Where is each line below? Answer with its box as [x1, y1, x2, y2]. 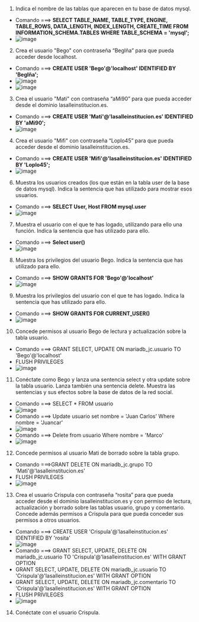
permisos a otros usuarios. [15, 516, 81, 523]
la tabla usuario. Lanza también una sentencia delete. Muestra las [15, 382, 175, 389]
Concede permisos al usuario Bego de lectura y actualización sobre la [15, 328, 187, 335]
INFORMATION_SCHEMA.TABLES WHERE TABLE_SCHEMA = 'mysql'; [15, 29, 190, 36]
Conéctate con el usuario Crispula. [15, 609, 100, 616]
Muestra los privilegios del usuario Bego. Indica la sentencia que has [15, 256, 183, 264]
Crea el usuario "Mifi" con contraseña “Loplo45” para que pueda [15, 137, 174, 144]
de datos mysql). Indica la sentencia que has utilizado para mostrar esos [15, 185, 192, 192]
